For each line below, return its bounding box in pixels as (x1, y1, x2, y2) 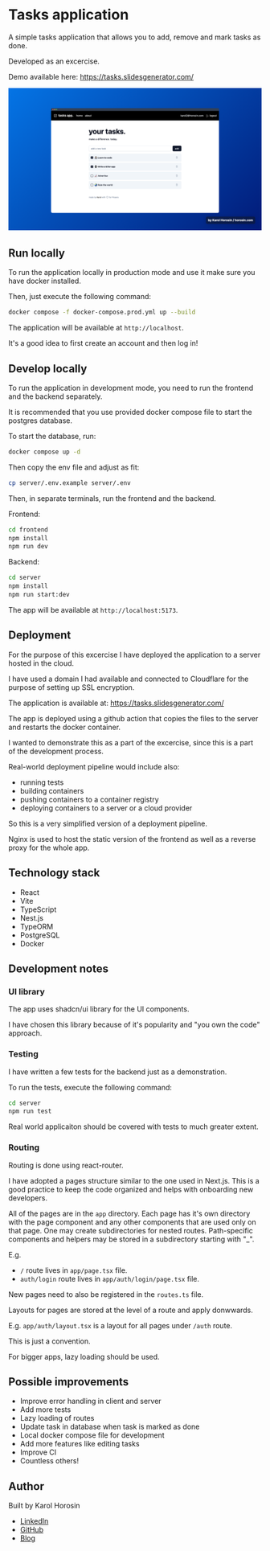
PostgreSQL (19, 930, 60, 940)
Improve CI (19, 1447, 57, 1457)
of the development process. (8, 746, 104, 756)
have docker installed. (8, 276, 82, 286)
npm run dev (8, 543, 48, 551)
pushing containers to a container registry (19, 794, 159, 804)
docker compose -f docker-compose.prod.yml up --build (8, 308, 196, 317)
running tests (19, 778, 64, 787)
